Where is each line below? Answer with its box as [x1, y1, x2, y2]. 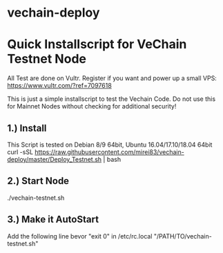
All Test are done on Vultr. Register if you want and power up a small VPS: [7, 74, 217, 82]
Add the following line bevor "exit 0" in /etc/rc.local [7, 232, 153, 240]
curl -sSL [7, 147, 33, 156]
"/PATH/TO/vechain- [153, 232, 212, 240]
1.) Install [7, 122, 47, 134]
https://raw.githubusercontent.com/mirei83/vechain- [34, 147, 184, 156]
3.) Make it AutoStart [7, 214, 99, 225]
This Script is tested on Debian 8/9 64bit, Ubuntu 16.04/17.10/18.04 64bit [7, 140, 213, 149]
